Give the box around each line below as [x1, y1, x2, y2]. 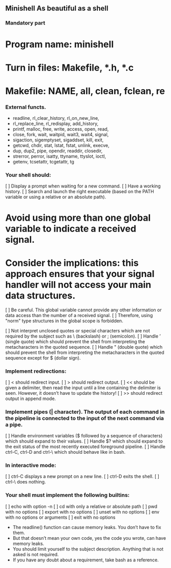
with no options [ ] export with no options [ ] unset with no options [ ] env [5, 509, 160, 515]
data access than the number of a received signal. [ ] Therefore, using [5, 312, 153, 318]
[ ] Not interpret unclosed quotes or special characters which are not [5, 327, 150, 333]
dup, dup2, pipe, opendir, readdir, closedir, [12, 148, 103, 154]
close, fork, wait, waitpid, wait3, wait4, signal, [12, 132, 109, 138]
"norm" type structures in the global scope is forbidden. [5, 318, 123, 324]
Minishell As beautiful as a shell [5, 4, 109, 13]
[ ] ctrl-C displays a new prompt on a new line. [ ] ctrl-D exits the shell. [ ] [5, 473, 160, 479]
